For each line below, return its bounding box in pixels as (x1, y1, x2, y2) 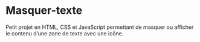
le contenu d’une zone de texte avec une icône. (5, 29, 124, 37)
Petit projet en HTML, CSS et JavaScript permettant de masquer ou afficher (5, 23, 194, 31)
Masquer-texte (5, 4, 83, 17)
